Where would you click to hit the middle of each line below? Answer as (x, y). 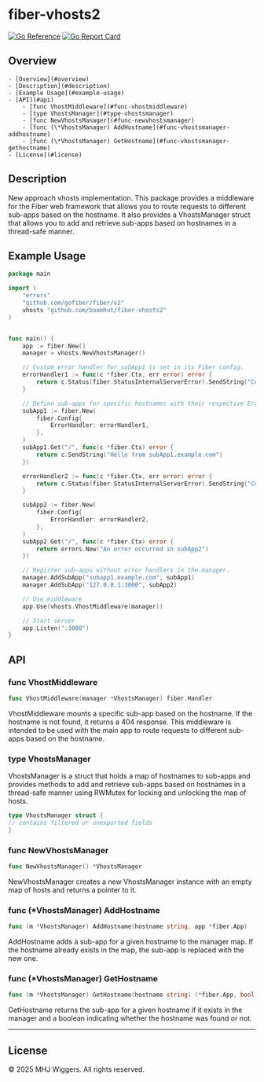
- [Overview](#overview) (49, 79)
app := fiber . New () (54, 346)
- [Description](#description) (59, 86)
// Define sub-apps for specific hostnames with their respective (133, 403)
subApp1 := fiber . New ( (59, 410)
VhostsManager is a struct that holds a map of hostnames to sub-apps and (129, 776)
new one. (23, 959)
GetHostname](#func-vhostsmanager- (172, 141)
